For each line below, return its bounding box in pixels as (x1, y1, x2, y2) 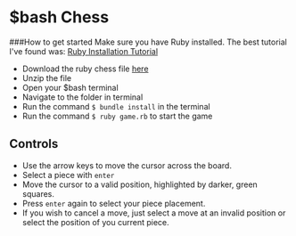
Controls (9, 136, 59, 151)
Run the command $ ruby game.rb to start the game (21, 110, 213, 121)
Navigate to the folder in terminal (21, 92, 144, 102)
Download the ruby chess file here (21, 63, 149, 74)
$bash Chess (9, 7, 110, 28)
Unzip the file (21, 72, 72, 83)
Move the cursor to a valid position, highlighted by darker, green (21, 179, 259, 190)
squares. (21, 188, 55, 199)
